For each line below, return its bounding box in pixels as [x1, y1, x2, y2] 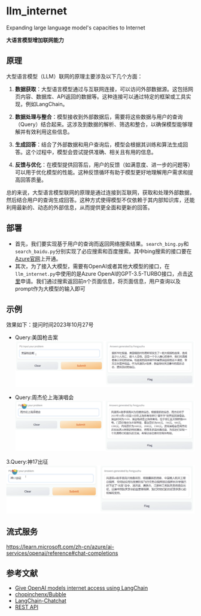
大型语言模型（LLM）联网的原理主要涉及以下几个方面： [6, 73, 143, 80]
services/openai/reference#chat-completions [6, 549, 118, 557]
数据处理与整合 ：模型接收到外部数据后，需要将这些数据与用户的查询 [14, 113, 183, 120]
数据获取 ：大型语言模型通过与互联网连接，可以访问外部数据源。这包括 [14, 85, 188, 92]
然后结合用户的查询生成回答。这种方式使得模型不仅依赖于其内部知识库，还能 [6, 196, 195, 203]
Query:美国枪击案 [14, 334, 59, 341]
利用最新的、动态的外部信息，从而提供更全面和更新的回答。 [6, 204, 153, 211]
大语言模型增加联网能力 [6, 36, 64, 43]
